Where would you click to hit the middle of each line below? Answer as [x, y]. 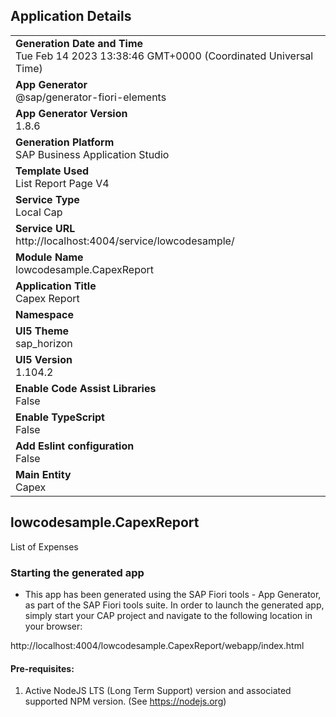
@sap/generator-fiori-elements [91, 97]
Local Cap [39, 212]
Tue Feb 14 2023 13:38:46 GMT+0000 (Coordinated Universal [164, 56]
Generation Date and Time [79, 43]
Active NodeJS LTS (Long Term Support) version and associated [158, 691]
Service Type [47, 199]
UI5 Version [44, 359]
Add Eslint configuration [75, 446]
